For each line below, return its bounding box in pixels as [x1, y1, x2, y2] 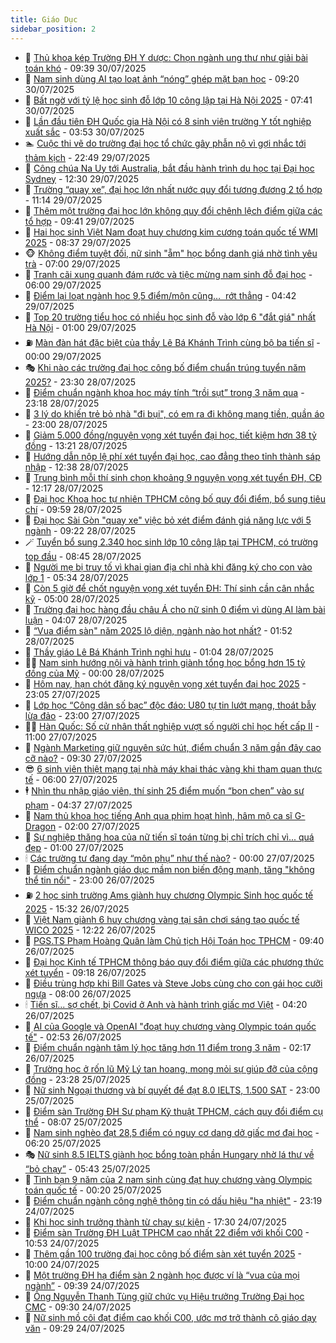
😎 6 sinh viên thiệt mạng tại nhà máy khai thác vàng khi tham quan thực [24, 762, 323, 775]
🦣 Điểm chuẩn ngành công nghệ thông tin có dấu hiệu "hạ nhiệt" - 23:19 [24, 1194, 323, 1206]
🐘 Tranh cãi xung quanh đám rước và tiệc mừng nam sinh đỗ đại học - [24, 268, 313, 280]
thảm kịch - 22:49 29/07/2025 [24, 151, 151, 163]
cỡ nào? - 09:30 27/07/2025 [24, 752, 143, 764]
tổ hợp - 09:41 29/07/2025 [24, 215, 135, 227]
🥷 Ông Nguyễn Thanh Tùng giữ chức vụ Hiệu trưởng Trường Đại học [24, 1290, 305, 1302]
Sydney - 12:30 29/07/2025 [24, 172, 139, 185]
